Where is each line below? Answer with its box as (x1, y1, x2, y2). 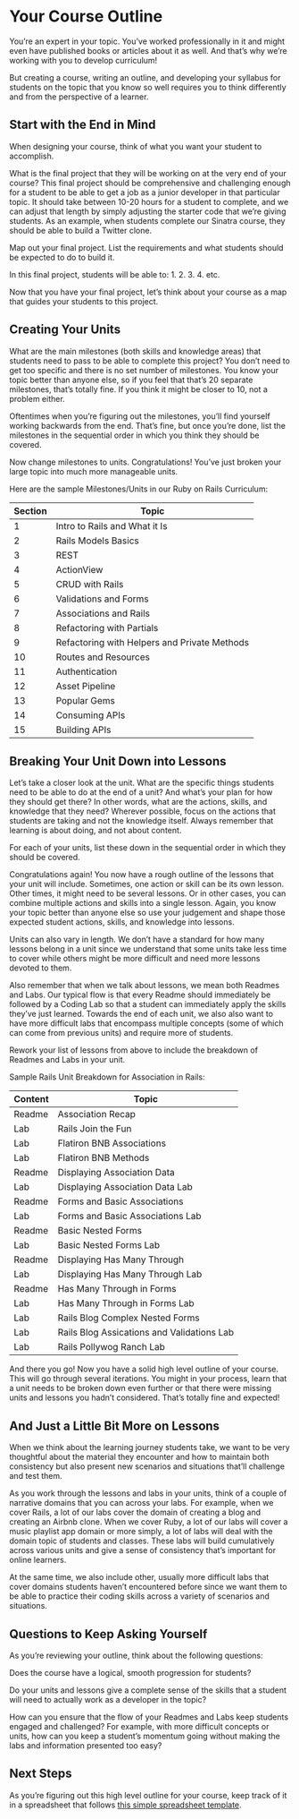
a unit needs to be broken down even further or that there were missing (9, 1383, 272, 1394)
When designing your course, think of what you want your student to (9, 141, 262, 151)
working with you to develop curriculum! (9, 55, 158, 65)
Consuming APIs (55, 709, 126, 722)
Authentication (55, 665, 118, 678)
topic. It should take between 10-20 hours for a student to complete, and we (9, 196, 289, 207)
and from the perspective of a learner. (9, 91, 149, 102)
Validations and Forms (55, 593, 149, 605)
